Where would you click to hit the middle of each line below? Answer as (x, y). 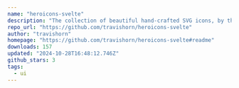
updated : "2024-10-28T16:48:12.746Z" (63, 54)
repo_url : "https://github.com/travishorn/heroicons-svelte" (100, 27)
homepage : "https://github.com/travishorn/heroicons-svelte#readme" (111, 40)
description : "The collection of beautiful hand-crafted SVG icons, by (116, 21)
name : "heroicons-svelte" (46, 14)
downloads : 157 (30, 47)
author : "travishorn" (39, 34)
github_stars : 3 (31, 60)
